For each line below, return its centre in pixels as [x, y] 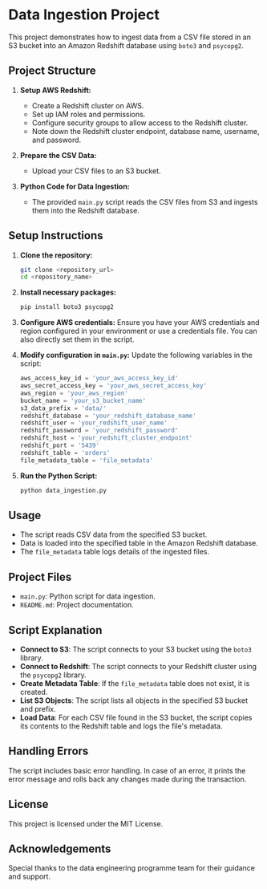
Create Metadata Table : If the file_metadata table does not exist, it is [135, 683]
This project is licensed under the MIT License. [86, 823]
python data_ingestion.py [63, 490]
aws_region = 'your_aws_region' [74, 393]
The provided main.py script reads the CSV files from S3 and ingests [145, 201]
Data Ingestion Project [84, 15]
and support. [29, 877]
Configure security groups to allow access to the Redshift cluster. [140, 123]
